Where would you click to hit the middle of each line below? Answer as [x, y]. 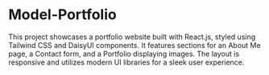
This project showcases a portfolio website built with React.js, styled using [132, 37]
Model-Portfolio [62, 15]
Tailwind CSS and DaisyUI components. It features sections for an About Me [134, 45]
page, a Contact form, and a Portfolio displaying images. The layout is [124, 53]
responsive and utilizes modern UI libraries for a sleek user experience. [126, 62]
